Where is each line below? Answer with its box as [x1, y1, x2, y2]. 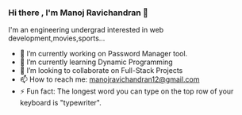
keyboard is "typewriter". [19, 98, 102, 108]
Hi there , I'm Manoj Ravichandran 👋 [8, 7, 149, 18]
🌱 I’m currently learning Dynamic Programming [19, 57, 173, 67]
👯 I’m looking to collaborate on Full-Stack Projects [19, 66, 183, 75]
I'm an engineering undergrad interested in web [8, 25, 164, 35]
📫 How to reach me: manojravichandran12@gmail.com [19, 75, 200, 84]
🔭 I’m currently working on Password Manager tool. [19, 49, 188, 59]
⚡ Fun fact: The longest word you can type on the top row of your [19, 86, 234, 96]
